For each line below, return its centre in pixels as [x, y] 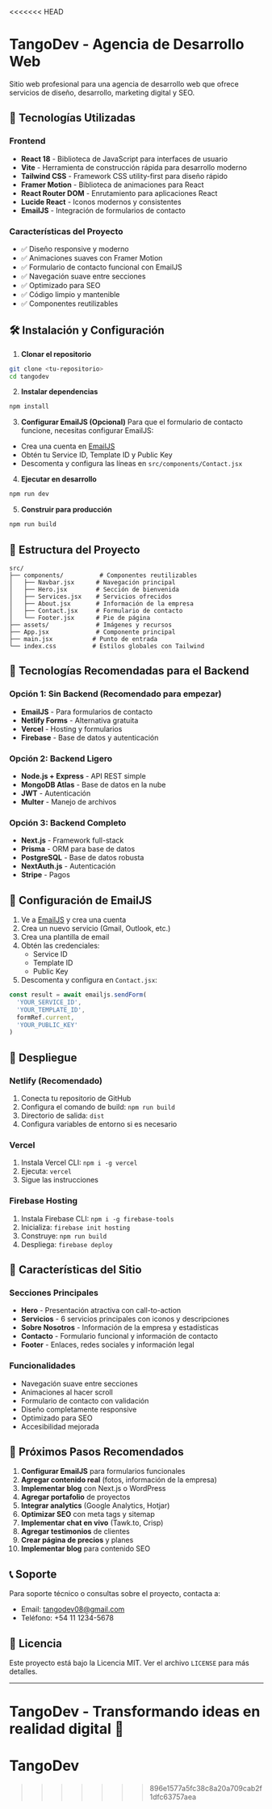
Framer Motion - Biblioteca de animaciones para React [112, 185]
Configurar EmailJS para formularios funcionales [103, 1471]
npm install [29, 407]
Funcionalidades [42, 1365]
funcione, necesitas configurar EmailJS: [87, 431]
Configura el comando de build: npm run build [98, 1106]
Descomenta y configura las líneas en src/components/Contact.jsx [132, 464]
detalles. [23, 1671]
